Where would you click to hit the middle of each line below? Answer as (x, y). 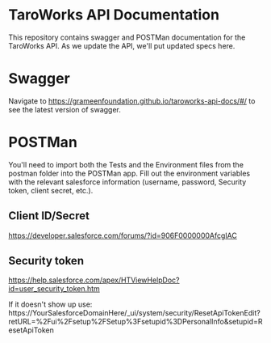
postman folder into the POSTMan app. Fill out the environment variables (129, 173)
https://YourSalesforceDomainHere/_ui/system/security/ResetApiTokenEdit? (134, 313)
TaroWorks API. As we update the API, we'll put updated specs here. (122, 45)
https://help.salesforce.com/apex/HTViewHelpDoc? (94, 280)
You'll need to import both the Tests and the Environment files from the (126, 164)
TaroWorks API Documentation (114, 15)
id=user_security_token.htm (54, 289)
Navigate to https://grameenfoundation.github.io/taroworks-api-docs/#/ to (132, 101)
